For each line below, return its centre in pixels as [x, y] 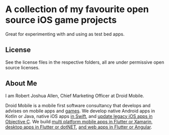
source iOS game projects [61, 20]
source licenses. [22, 67]
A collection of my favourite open [77, 9]
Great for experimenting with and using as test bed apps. [65, 34]
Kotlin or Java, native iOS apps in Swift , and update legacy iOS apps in [79, 116]
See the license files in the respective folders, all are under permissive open [85, 62]
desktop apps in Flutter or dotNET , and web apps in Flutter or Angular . [79, 127]
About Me [21, 84]
